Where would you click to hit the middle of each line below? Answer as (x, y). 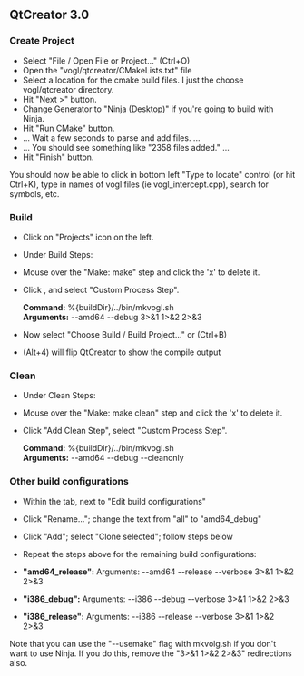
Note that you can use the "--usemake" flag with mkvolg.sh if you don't (143, 643)
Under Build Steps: (58, 254)
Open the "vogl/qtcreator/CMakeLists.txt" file (107, 70)
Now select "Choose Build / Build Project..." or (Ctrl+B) (125, 334)
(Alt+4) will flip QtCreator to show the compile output (122, 352)
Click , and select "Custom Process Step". (101, 289)
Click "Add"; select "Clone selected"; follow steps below (127, 536)
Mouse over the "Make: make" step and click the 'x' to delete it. (141, 272)
